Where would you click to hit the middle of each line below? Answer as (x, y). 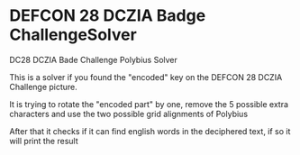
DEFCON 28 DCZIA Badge (108, 16)
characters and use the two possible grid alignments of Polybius (129, 114)
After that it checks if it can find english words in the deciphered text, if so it (150, 131)
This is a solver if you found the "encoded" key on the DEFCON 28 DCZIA (146, 77)
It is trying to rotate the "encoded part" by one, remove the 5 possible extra (149, 104)
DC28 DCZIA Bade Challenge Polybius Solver (94, 59)
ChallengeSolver (73, 35)
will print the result (44, 141)
